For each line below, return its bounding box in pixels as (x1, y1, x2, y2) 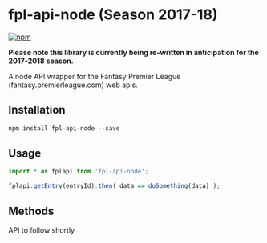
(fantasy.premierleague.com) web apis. (8, 80, 138, 90)
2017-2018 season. (8, 56, 74, 66)
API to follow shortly (8, 225, 75, 235)
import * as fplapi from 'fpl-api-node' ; (8, 168, 149, 176)
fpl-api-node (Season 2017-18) (8, 6, 218, 24)
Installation (8, 103, 66, 117)
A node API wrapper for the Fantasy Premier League (8, 71, 181, 81)
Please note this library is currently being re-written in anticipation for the (8, 47, 259, 57)
